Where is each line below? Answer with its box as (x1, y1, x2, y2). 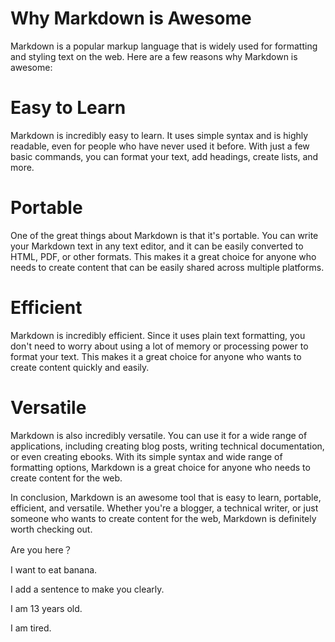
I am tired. (10, 622, 52, 634)
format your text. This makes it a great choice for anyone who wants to (10, 350, 302, 362)
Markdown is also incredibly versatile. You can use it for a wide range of (10, 429, 308, 441)
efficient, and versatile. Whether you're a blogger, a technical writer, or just (10, 502, 319, 514)
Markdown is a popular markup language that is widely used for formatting (10, 40, 318, 52)
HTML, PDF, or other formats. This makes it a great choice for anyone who (10, 250, 317, 262)
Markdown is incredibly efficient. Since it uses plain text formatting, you (10, 329, 306, 341)
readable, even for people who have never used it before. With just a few (10, 140, 310, 152)
